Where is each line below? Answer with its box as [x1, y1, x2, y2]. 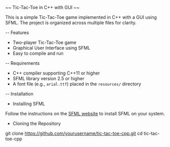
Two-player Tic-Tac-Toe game [12, 39, 77, 45]
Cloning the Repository [12, 120, 61, 127]
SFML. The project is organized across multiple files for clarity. [5, 20, 136, 26]
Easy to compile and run [12, 51, 64, 56]
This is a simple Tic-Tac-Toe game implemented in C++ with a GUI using [5, 14, 157, 20]
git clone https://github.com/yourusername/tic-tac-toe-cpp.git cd [5, 130, 143, 136]
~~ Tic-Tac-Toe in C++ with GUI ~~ [5, 5, 80, 10]
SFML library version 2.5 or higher [12, 76, 84, 81]
